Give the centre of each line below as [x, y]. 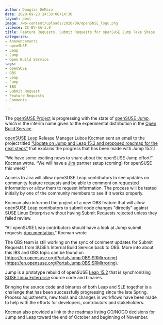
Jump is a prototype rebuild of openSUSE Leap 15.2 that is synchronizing [78, 272]
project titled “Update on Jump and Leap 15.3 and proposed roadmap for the [81, 143]
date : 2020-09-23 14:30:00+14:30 [39, 14]
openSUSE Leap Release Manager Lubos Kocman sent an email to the [75, 138]
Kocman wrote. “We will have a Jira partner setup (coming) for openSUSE [79, 163]
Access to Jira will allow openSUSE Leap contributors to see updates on [77, 178]
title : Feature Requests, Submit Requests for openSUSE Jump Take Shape [80, 32]
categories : [17, 37]
